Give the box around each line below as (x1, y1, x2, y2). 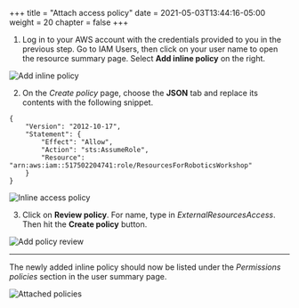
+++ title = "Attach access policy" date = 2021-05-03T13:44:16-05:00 (9, 8, 266, 18)
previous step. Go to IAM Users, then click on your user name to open (21, 44, 279, 54)
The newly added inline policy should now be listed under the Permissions (9, 262, 281, 272)
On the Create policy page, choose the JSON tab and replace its (21, 88, 258, 98)
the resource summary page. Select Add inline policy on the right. (21, 53, 265, 63)
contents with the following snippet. (21, 97, 154, 108)
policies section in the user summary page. (9, 272, 167, 281)
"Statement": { (25, 130, 82, 139)
